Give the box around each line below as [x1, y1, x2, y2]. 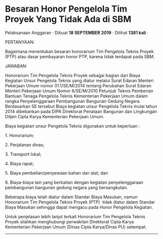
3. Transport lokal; [5, 151, 42, 157]
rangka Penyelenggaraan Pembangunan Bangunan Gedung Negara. [5, 98, 141, 104]
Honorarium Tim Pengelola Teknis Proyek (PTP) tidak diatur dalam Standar [5, 199, 155, 205]
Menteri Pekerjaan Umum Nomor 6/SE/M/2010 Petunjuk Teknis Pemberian [5, 88, 154, 94]
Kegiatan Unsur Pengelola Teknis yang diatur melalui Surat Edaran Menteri [5, 78, 154, 83]
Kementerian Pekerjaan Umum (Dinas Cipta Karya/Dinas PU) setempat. [5, 224, 147, 230]
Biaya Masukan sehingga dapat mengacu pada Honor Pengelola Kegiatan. [5, 204, 153, 210]
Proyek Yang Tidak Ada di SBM [5, 14, 131, 25]
